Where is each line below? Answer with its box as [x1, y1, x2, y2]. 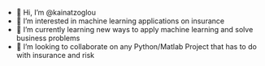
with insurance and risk [15, 51, 95, 60]
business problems [15, 33, 80, 43]
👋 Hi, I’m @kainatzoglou [15, 8, 96, 17]
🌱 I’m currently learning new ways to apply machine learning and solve [15, 25, 254, 34]
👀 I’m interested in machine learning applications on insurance [15, 16, 225, 26]
